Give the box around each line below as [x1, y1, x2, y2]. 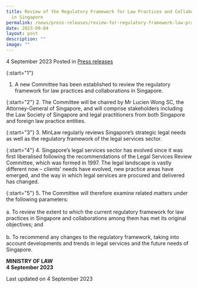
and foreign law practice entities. [6, 117, 86, 124]
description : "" [6, 36, 46, 42]
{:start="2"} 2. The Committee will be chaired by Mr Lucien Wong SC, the [6, 98, 184, 105]
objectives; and [6, 221, 44, 228]
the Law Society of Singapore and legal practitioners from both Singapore [6, 111, 186, 118]
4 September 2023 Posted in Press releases [6, 57, 113, 65]
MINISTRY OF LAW [6, 257, 53, 264]
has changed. [6, 178, 39, 185]
